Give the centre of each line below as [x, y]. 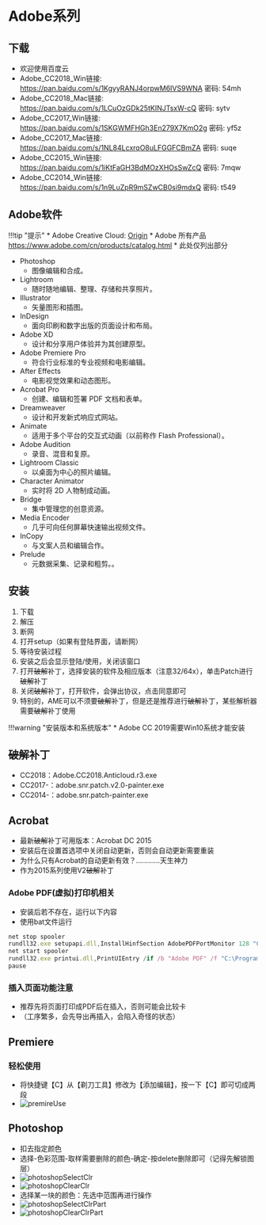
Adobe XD [36, 334]
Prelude [32, 554]
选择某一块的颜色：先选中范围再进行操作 [85, 1195]
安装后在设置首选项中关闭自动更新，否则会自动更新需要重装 [117, 851]
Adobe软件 [36, 215]
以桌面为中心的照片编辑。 [73, 471]
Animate [33, 426]
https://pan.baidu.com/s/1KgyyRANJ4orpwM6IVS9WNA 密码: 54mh [130, 88]
